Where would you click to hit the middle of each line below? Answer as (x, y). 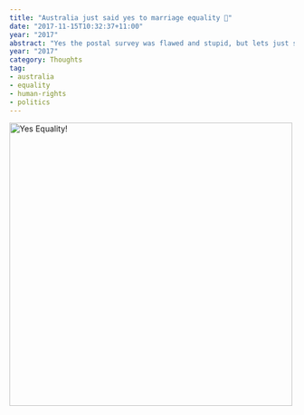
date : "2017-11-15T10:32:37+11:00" (76, 26)
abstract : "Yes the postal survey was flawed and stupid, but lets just (149, 43)
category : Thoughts (46, 60)
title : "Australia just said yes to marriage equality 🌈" (121, 18)
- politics (30, 102)
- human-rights (38, 93)
